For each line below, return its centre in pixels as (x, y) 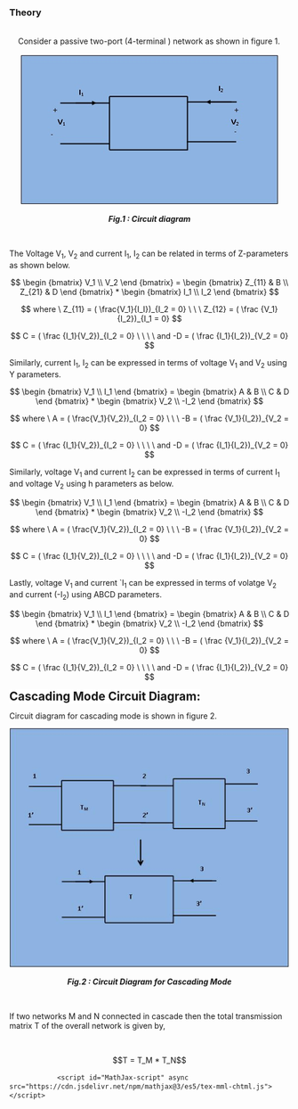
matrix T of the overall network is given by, (88, 1025)
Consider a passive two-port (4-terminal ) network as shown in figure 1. (149, 41)
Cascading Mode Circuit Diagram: (105, 697)
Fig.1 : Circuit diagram (149, 219)
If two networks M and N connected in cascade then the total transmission (146, 1016)
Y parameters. (35, 374)
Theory (25, 12)
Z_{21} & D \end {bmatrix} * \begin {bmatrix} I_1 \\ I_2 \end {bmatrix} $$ (149, 292)
